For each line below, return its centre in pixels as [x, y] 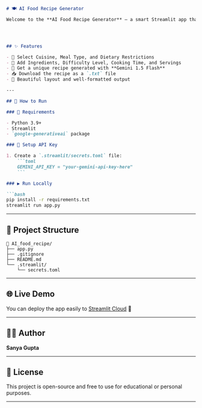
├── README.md [24, 259]
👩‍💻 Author [26, 333]
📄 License [25, 372]
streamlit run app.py [33, 206]
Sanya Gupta [23, 348]
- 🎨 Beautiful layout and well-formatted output [68, 79]
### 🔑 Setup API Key [32, 145]
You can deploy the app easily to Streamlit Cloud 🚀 [69, 308]
